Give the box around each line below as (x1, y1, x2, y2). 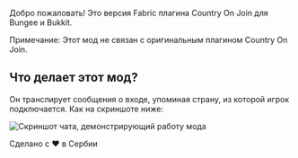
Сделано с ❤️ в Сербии (9, 138, 99, 149)
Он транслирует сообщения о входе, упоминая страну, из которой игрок (9, 93, 290, 104)
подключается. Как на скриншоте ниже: (9, 103, 164, 114)
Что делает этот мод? (9, 70, 138, 85)
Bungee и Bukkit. (9, 17, 73, 28)
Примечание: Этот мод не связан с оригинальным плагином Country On (9, 35, 288, 45)
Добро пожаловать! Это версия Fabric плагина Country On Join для (9, 8, 269, 18)
